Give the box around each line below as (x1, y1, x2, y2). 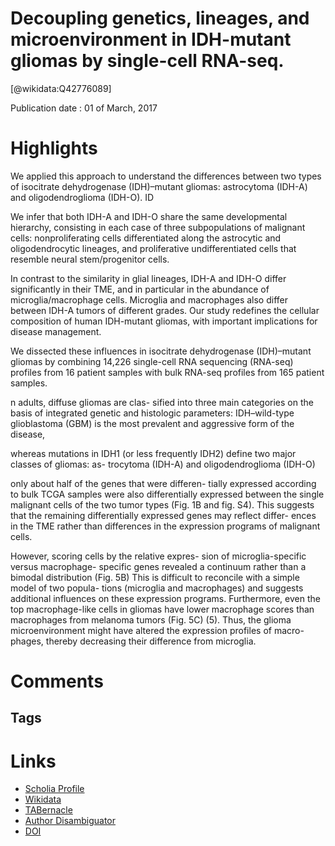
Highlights (10, 137, 98, 160)
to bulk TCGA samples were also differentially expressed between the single (10, 488, 325, 500)
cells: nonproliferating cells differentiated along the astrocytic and (10, 232, 282, 244)
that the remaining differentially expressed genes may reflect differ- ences (10, 509, 317, 521)
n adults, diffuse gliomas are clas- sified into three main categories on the (10, 396, 314, 408)
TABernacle (24, 804, 73, 816)
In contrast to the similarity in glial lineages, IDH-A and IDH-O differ (10, 272, 287, 284)
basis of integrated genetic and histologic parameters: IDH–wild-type (10, 407, 295, 419)
